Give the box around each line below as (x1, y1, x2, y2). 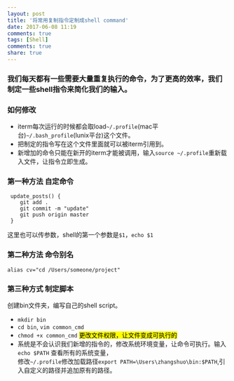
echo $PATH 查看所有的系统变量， (17, 348, 113, 356)
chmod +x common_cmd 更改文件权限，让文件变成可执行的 (17, 330, 177, 339)
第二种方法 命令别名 (7, 250, 74, 260)
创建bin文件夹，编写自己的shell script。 (7, 301, 122, 309)
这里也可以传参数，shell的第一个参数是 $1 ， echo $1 (7, 231, 154, 239)
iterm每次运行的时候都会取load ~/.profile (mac (17, 122, 153, 131)
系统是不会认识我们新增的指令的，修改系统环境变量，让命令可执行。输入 (17, 340, 226, 348)
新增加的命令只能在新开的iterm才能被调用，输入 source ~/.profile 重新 (17, 149, 221, 157)
